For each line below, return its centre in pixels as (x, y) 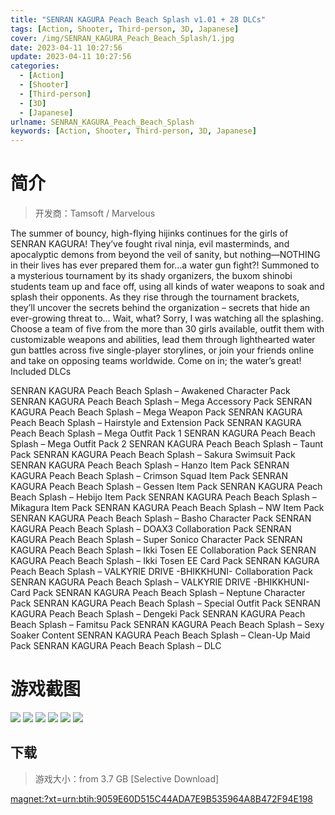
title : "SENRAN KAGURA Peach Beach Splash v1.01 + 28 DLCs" (138, 19)
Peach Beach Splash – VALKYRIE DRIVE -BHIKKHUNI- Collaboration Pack (161, 572)
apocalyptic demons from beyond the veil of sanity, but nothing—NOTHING (165, 255)
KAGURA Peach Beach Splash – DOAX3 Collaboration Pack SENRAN (151, 529)
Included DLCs (41, 372)
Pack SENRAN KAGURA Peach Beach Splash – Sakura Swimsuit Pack (153, 455)
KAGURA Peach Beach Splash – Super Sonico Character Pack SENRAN (156, 540)
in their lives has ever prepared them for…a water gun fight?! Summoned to (165, 265)
